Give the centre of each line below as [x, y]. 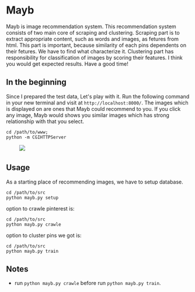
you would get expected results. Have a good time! [67, 64]
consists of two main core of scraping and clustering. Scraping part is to [93, 32]
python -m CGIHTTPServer [36, 137]
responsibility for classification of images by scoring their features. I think [94, 57]
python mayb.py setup [32, 198]
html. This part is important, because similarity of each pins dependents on [96, 45]
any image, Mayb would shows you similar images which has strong [88, 115]
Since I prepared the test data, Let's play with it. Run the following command [98, 96]
